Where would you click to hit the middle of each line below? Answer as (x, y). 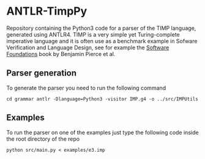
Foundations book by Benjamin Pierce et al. (61, 54)
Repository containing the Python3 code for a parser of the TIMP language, (101, 28)
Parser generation (42, 73)
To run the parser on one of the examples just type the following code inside (102, 132)
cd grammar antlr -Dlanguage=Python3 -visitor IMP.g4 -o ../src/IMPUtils (102, 99)
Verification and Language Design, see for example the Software (88, 48)
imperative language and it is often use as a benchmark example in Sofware (102, 41)
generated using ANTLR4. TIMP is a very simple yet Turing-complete (93, 34)
